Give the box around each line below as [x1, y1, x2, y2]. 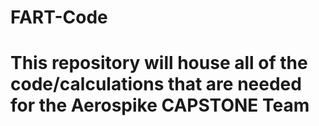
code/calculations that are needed [10, 73, 302, 96]
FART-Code [10, 6, 108, 29]
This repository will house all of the [10, 52, 308, 75]
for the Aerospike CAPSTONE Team [10, 94, 310, 117]
